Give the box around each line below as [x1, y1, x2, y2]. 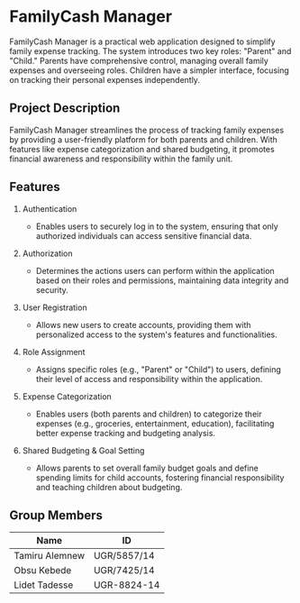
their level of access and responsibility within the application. [35, 373, 263, 384]
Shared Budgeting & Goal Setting [22, 444, 145, 456]
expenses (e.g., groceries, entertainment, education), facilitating [35, 417, 275, 429]
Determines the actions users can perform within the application [35, 265, 275, 276]
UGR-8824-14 [93, 579, 160, 591]
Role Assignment [22, 346, 86, 357]
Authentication [22, 203, 77, 214]
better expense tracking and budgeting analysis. [35, 427, 216, 438]
